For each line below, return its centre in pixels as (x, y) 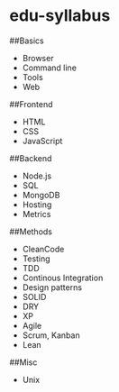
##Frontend (31, 104)
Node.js (37, 176)
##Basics (27, 41)
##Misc (23, 362)
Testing (37, 259)
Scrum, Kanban (51, 335)
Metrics (37, 214)
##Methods (31, 232)
